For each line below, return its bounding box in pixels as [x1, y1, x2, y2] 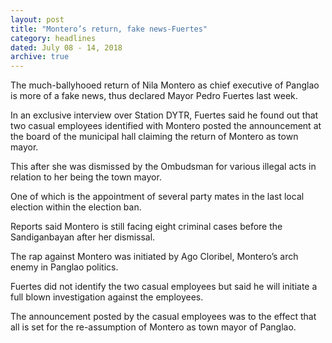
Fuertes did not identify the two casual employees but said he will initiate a [10, 281, 318, 293]
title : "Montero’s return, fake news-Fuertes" [10, 24, 208, 34]
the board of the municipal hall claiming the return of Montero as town [10, 131, 299, 143]
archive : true [10, 52, 70, 62]
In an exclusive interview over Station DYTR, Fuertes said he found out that [10, 109, 319, 121]
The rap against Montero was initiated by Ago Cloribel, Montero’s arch [10, 251, 299, 263]
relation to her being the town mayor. [10, 171, 162, 183]
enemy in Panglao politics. [10, 261, 119, 273]
